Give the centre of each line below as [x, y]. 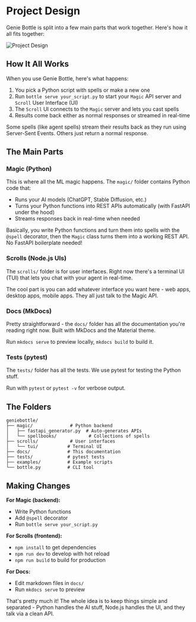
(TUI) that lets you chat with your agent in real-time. [69, 278]
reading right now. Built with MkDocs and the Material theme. [81, 330]
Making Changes [38, 486]
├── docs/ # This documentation [63, 452]
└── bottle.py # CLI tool [50, 468]
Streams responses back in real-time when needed [78, 219]
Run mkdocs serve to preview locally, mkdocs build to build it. [80, 342]
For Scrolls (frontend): [34, 536]
